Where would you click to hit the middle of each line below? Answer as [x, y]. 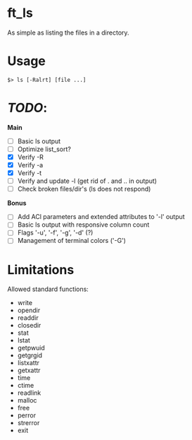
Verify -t [30, 173]
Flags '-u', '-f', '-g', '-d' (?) [55, 233]
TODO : [27, 108]
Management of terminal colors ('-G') [72, 241]
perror [27, 415]
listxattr [28, 363]
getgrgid [30, 355]
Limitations [41, 269]
